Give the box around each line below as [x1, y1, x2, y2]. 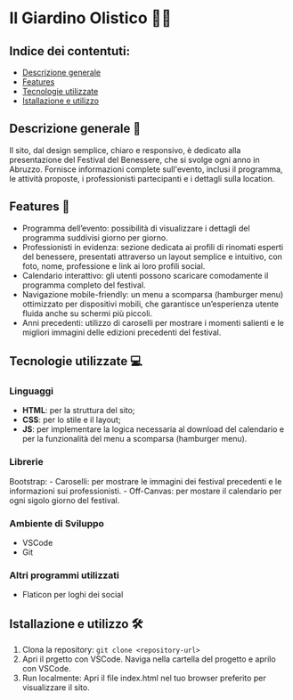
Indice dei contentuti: [9, 44, 131, 59]
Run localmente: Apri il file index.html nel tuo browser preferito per [21, 672, 266, 684]
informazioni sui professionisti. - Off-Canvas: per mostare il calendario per [9, 485, 282, 496]
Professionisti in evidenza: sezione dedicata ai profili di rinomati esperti [21, 241, 283, 252]
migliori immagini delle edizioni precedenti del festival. [21, 327, 222, 338]
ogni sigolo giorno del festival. [9, 494, 120, 506]
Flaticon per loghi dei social [21, 590, 124, 600]
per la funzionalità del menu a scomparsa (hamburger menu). [21, 434, 248, 444]
